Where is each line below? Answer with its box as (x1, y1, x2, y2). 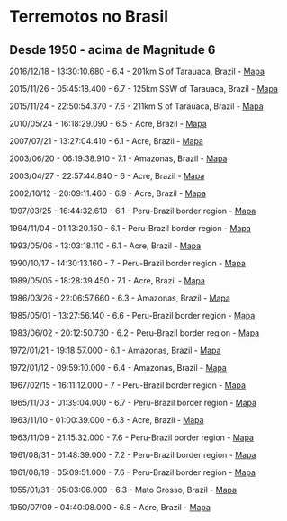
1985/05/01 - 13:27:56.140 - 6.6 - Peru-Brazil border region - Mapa (9, 310, 256, 320)
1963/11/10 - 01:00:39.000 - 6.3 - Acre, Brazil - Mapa (9, 415, 204, 425)
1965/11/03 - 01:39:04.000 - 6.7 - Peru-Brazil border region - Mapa (9, 398, 257, 408)
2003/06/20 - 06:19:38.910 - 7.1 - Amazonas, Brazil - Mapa (9, 153, 228, 164)
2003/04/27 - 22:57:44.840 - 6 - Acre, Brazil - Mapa (9, 171, 205, 181)
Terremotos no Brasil (9, 6, 169, 27)
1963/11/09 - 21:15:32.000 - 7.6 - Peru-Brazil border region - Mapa (9, 432, 255, 443)
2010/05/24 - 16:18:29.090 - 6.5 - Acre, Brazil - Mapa (9, 119, 207, 129)
